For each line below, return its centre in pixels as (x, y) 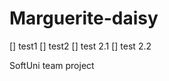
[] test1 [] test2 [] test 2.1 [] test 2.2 (80, 46)
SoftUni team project (52, 65)
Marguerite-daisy (84, 18)
